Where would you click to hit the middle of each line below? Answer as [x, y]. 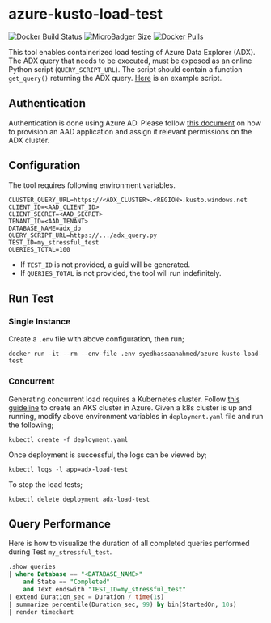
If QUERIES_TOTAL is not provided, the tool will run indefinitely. [121, 273]
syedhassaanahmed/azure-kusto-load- [201, 354]
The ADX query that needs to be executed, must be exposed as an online [130, 61]
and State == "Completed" [67, 582]
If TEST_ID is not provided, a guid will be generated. [105, 265]
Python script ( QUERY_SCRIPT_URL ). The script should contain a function [125, 69]
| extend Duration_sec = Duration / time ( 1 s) [86, 597]
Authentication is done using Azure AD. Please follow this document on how [135, 123]
